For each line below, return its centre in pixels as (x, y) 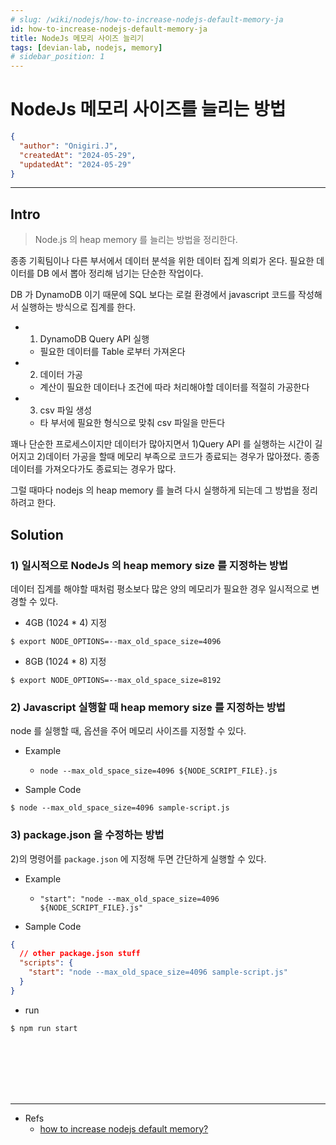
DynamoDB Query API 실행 (94, 339)
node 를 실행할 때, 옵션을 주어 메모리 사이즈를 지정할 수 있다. (128, 731)
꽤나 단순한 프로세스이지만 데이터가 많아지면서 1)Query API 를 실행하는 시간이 (161, 444)
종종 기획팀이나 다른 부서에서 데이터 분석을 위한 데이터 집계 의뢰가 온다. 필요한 (162, 261)
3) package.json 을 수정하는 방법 (87, 835)
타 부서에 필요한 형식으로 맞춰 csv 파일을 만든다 (132, 423)
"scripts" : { (46, 963)
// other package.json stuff (80, 954)
